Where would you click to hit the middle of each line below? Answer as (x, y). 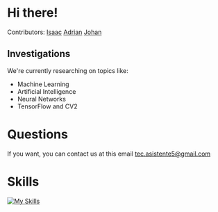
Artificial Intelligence (47, 91)
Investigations (39, 54)
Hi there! (33, 13)
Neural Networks (41, 99)
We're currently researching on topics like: (68, 70)
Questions (37, 134)
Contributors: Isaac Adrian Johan (54, 32)
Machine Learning (43, 84)
